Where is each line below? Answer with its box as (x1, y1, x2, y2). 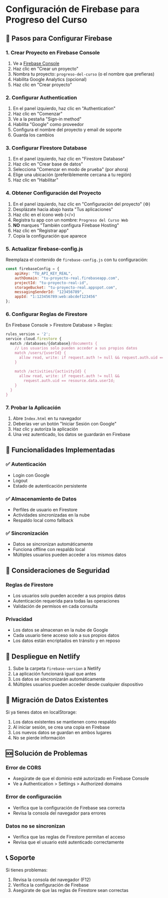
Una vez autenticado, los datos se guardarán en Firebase (12, 431, 131, 437)
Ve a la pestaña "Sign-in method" (12, 116, 82, 122)
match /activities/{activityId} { (14, 369, 86, 374)
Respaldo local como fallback (12, 517, 74, 523)
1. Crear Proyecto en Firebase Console (5, 49, 100, 56)
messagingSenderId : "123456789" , (14, 289, 84, 294)
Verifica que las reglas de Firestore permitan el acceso (12, 834, 125, 840)
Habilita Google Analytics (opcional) (12, 76, 87, 82)
